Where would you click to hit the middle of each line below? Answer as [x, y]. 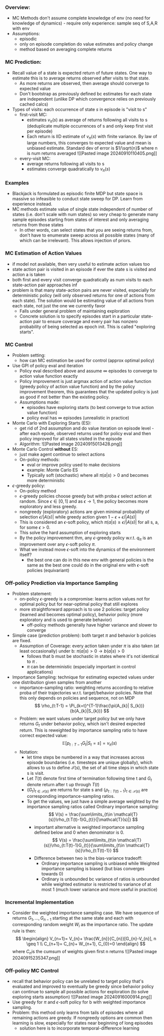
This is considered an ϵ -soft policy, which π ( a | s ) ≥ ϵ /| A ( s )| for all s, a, [89, 522]
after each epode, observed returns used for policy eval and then [85, 433]
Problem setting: [29, 355]
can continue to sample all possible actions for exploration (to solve [80, 992]
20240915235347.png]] [36, 958]
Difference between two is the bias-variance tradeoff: [88, 858]
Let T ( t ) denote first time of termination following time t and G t [89, 779]
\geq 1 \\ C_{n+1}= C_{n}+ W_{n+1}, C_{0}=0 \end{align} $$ [86, 944]
